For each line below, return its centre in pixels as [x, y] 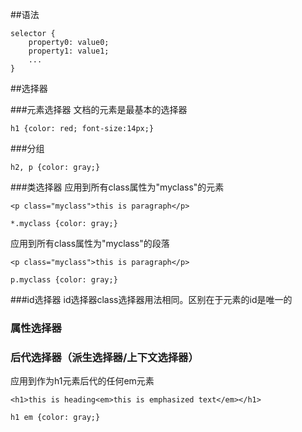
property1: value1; [69, 51]
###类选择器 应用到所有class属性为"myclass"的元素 [117, 187]
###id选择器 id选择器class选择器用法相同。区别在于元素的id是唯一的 [151, 299]
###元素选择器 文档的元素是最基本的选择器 [99, 109]
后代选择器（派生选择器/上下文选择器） [104, 357]
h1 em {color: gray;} [55, 418]
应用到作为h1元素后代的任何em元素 [82, 381]
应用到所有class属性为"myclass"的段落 [90, 243]
